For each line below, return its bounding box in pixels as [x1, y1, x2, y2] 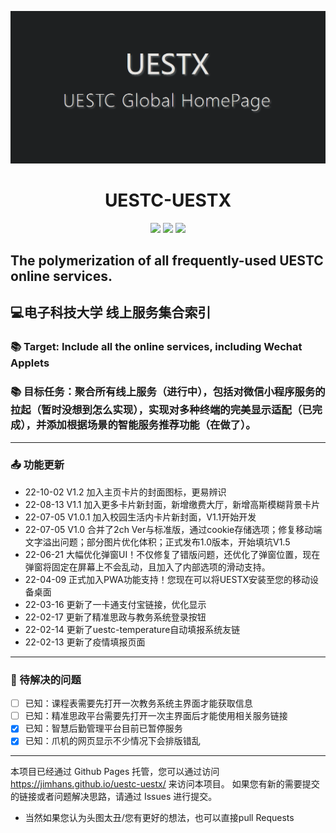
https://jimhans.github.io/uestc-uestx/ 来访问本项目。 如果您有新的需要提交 [10, 778, 320, 790]
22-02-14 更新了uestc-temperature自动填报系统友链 [24, 623, 241, 635]
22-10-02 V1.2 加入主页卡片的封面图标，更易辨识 [24, 486, 227, 498]
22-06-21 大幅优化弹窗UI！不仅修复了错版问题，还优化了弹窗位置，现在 [24, 548, 321, 560]
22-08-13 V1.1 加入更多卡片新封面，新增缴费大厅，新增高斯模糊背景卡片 [24, 498, 321, 510]
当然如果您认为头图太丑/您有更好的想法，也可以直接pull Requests [24, 812, 295, 824]
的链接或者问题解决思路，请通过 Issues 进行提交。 [10, 791, 218, 803]
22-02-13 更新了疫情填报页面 [24, 636, 146, 648]
